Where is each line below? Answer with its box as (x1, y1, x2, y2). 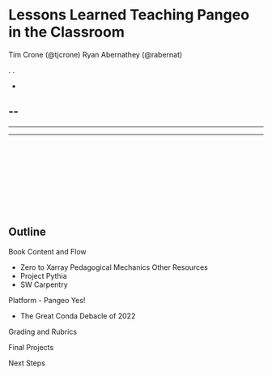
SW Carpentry (19, 280, 69, 289)
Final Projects (8, 342, 54, 352)
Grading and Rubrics (8, 327, 78, 336)
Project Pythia (19, 271, 67, 280)
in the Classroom (8, 23, 125, 41)
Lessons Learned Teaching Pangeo (8, 6, 249, 24)
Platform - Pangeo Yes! (8, 295, 86, 305)
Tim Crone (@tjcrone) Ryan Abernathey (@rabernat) (8, 49, 183, 59)
